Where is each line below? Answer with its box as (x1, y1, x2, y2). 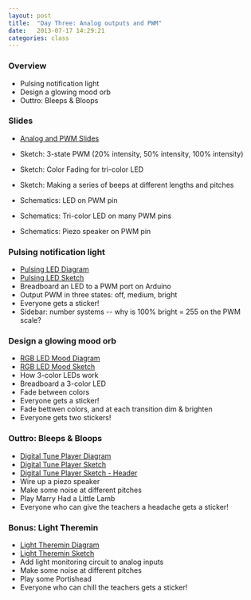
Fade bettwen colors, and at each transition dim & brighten (19, 404, 213, 414)
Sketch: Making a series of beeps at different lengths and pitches (19, 180, 234, 189)
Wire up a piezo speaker (19, 476, 100, 486)
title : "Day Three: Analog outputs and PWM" (8, 19, 162, 27)
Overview (8, 61, 47, 72)
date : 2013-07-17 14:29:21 (8, 26, 105, 34)
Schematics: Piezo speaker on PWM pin (19, 226, 151, 236)
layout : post (8, 11, 52, 20)
